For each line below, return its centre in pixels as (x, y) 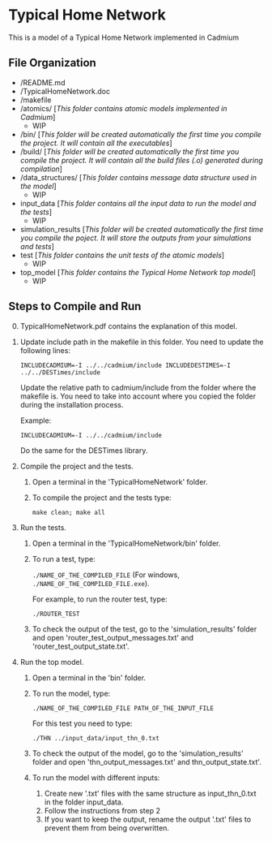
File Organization (53, 63)
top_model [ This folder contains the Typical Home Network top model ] (138, 272)
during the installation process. (72, 404)
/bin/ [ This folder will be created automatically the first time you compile (140, 134)
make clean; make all (68, 512)
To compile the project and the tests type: (102, 498)
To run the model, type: (71, 693)
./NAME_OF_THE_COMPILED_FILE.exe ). (91, 583)
